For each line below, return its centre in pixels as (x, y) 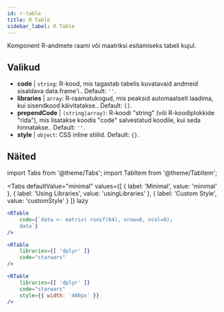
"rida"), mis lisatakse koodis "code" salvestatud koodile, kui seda (109, 120)
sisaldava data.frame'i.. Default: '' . (66, 91)
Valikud (24, 67)
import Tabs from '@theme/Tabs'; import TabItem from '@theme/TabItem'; (112, 173)
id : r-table (24, 13)
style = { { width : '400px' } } (59, 296)
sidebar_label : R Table (41, 26)
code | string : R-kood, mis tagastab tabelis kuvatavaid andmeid (108, 84)
